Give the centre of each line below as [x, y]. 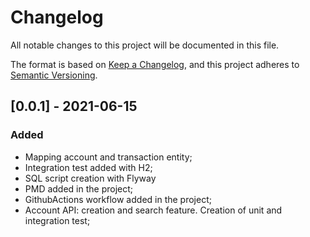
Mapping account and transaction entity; [108, 157]
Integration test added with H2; [88, 167]
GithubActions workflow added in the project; [118, 199]
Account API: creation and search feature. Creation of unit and [153, 210]
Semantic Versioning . [54, 75]
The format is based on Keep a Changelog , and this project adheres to [155, 64]
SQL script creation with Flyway [90, 178]
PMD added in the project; [79, 188]
